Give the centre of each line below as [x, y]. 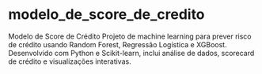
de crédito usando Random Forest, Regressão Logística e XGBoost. [118, 44]
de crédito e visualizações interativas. [70, 61]
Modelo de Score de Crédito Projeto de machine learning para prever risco [130, 36]
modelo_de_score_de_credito [106, 15]
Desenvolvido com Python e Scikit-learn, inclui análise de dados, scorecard [131, 53]
